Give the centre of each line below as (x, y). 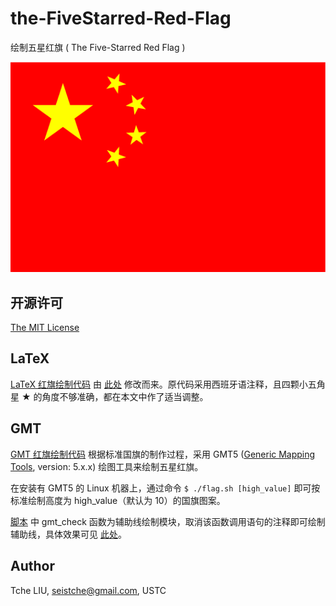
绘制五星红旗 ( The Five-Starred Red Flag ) (98, 47)
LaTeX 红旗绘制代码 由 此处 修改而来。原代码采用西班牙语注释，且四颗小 (159, 384)
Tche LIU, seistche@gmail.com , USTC (88, 590)
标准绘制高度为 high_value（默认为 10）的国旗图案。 (118, 500)
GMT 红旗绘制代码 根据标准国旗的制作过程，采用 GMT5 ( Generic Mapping (163, 454)
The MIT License (45, 328)
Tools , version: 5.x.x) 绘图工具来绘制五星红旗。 (107, 466)
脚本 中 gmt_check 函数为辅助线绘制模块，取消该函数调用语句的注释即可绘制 (168, 521)
